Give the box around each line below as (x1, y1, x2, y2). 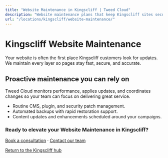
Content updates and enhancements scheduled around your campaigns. (12, 114, 162, 120)
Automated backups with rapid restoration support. (12, 108, 118, 114)
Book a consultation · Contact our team (5, 137, 86, 143)
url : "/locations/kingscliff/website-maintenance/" (5, 17, 115, 22)
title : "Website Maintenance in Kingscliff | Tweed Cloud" (5, 7, 131, 13)
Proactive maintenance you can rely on (5, 75, 129, 83)
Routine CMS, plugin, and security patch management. (12, 103, 125, 109)
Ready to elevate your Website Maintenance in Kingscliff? (5, 126, 149, 133)
